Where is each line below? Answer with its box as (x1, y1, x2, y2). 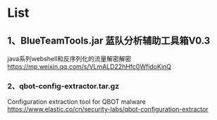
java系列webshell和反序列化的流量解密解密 (7, 55, 132, 62)
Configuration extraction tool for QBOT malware (7, 98, 147, 106)
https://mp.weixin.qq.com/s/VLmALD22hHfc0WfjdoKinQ (7, 62, 172, 71)
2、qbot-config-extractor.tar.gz (7, 81, 120, 91)
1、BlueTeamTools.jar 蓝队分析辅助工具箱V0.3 (7, 34, 211, 46)
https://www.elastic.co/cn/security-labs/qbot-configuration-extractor (7, 105, 209, 114)
